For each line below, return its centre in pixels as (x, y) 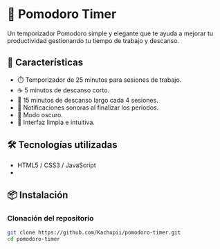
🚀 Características (45, 63)
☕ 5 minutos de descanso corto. (63, 90)
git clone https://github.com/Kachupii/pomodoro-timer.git (94, 233)
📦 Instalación (38, 195)
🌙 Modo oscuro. (40, 114)
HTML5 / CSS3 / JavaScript (57, 165)
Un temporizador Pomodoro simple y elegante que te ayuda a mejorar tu (110, 33)
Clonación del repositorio (51, 218)
